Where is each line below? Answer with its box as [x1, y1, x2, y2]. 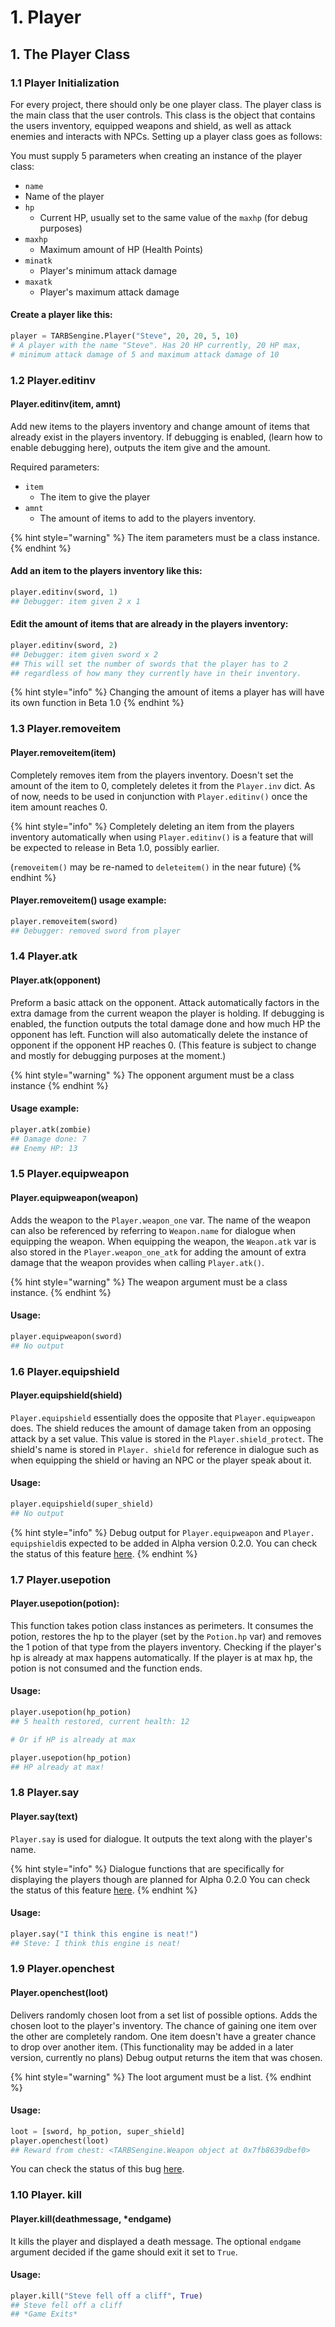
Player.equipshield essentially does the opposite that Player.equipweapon [10, 1411, 316, 1423]
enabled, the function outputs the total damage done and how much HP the [10, 1017, 321, 1030]
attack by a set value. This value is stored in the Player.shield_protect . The [10, 1432, 324, 1445]
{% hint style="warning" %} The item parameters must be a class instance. [10, 531, 320, 543]
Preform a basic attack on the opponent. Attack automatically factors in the [10, 996, 320, 1008]
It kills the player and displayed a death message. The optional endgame [10, 2235, 302, 2247]
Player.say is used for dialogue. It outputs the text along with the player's [10, 1832, 313, 1845]
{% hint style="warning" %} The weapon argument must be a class [10, 1276, 288, 1288]
